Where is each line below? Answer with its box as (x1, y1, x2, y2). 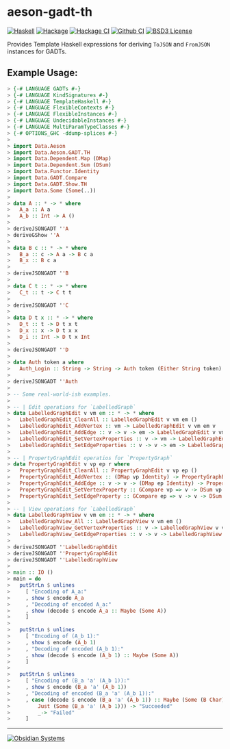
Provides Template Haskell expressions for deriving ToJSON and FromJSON (7, 40, 211, 48)
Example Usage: (7, 67, 78, 79)
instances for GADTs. (7, 47, 67, 55)
